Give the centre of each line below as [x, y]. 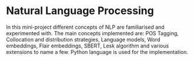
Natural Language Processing [80, 11]
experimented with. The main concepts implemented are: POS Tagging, [93, 33]
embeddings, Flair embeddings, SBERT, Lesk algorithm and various [88, 46]
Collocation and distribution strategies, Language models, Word [83, 39]
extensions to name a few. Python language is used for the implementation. [97, 52]
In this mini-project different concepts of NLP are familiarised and [85, 27]
